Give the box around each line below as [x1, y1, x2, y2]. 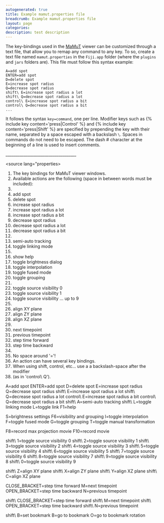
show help [12, 254, 34, 260]
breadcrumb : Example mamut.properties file [5, 16, 96, 21]
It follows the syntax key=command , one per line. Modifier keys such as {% [5, 116, 152, 122]
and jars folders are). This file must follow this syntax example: [5, 59, 134, 65]
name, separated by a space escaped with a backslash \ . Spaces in [5, 131, 143, 137]
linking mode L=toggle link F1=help [5, 404, 77, 410]
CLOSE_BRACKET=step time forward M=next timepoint [5, 483, 117, 489]
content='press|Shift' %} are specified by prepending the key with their [5, 126, 150, 132]
